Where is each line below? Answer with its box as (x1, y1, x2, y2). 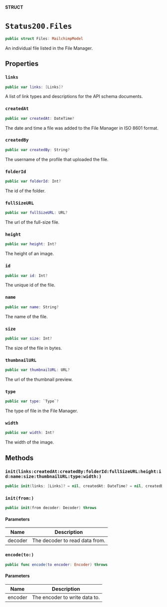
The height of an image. (5, 251, 54, 257)
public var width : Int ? (5, 430, 55, 435)
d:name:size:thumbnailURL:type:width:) (5, 473, 102, 479)
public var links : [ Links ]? (5, 85, 64, 89)
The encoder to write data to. (32, 594, 100, 601)
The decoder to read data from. (32, 537, 105, 544)
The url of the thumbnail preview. (5, 376, 73, 382)
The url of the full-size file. (5, 219, 60, 225)
